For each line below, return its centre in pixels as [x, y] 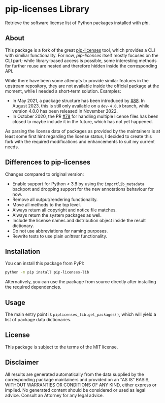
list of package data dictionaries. [38, 320]
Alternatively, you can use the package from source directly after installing [81, 282]
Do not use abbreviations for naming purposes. [60, 231]
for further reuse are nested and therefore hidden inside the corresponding [81, 66]
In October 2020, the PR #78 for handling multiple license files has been [85, 116]
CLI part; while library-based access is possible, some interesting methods [81, 61]
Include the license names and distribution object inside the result [79, 220]
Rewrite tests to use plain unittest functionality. [60, 236]
